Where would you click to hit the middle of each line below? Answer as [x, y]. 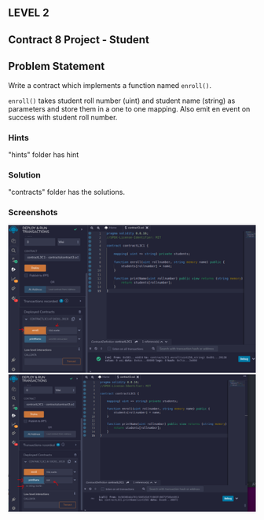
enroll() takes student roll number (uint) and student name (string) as [122, 101]
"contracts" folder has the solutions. [67, 192]
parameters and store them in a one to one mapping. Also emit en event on [129, 108]
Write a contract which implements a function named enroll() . [110, 85]
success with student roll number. [63, 117]
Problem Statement [57, 66]
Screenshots [33, 213]
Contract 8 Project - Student [79, 40]
